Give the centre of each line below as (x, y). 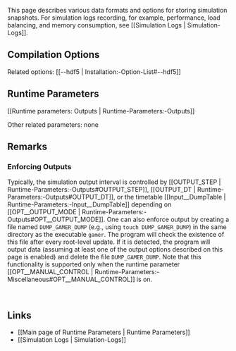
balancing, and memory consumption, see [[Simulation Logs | (97, 25)
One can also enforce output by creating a (168, 220)
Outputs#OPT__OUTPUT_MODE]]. (56, 220)
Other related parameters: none (53, 124)
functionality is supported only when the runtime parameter (94, 264)
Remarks (27, 147)
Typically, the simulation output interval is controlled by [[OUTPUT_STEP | (114, 182)
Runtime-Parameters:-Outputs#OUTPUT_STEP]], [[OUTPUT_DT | (101, 190)
